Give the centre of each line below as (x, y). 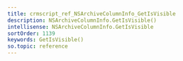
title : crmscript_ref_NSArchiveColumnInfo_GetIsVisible (91, 14)
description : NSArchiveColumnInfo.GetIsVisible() (82, 20)
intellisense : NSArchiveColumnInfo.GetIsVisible (81, 27)
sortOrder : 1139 (31, 33)
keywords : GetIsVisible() (45, 40)
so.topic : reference (38, 46)
